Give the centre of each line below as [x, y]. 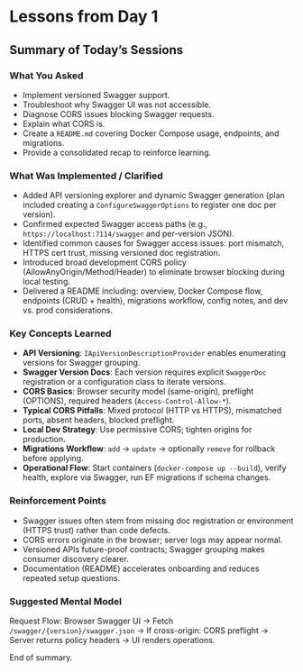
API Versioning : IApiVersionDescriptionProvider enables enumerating [154, 353]
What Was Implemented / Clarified [87, 176]
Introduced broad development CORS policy [104, 262]
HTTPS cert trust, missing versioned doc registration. [121, 253]
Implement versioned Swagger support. [96, 95]
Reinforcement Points [58, 501]
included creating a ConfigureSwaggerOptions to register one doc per [149, 205]
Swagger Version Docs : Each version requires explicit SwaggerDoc [144, 372]
